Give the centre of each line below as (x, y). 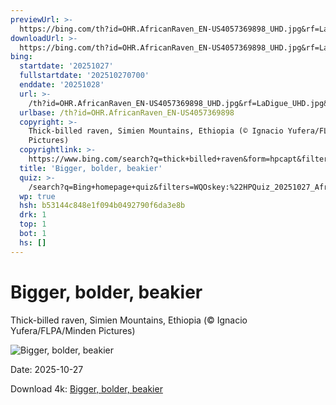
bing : (21, 57)
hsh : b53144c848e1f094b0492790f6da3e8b (102, 206)
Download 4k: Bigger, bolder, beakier (86, 388)
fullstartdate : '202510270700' (84, 76)
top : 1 (33, 224)
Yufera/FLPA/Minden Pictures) (73, 330)
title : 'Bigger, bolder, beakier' (91, 168)
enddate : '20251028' (62, 85)
